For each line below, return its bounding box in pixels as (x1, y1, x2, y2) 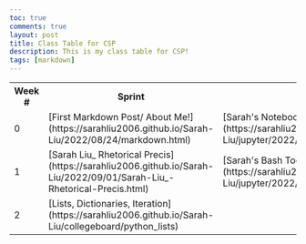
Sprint (117, 90, 146, 103)
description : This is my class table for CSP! (9, 47, 189, 56)
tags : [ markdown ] (9, 56, 76, 65)
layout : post (9, 30, 59, 39)
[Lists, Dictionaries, (48, 198, 130, 209)
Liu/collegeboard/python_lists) (48, 220, 179, 232)
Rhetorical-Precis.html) (48, 183, 149, 195)
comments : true (9, 22, 67, 31)
